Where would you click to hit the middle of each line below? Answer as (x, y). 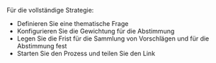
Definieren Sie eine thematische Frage (73, 23)
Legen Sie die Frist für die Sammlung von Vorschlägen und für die (113, 38)
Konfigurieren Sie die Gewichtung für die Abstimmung (96, 31)
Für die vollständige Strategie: (50, 10)
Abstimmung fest (42, 46)
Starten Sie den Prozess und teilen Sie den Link (86, 53)
